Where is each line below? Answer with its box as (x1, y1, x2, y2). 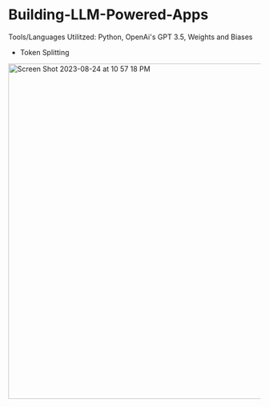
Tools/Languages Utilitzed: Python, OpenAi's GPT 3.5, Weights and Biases (8, 32, 253, 42)
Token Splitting (19, 47, 70, 57)
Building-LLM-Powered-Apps (8, 6, 209, 24)
